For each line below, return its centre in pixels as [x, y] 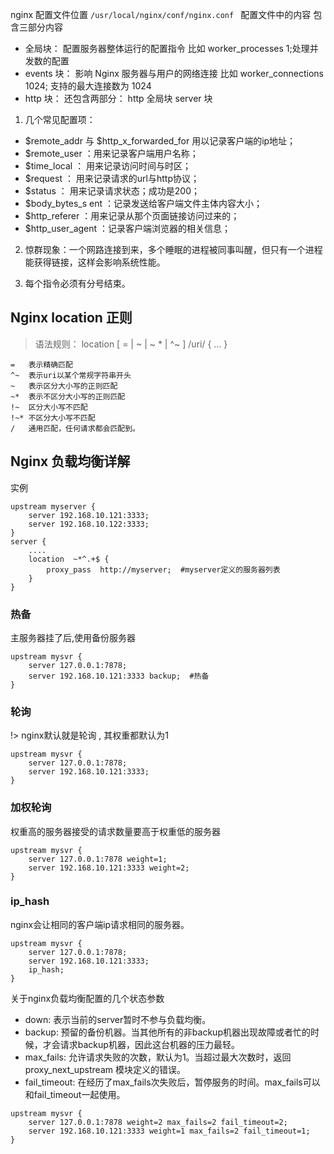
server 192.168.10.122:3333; [89, 524]
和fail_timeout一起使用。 [75, 1094]
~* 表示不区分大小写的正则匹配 [68, 396]
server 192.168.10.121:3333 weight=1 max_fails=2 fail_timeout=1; [169, 1131]
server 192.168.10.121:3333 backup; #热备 [119, 676]
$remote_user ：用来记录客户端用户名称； [111, 153]
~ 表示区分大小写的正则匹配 [64, 386]
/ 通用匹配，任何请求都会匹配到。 [75, 428]
